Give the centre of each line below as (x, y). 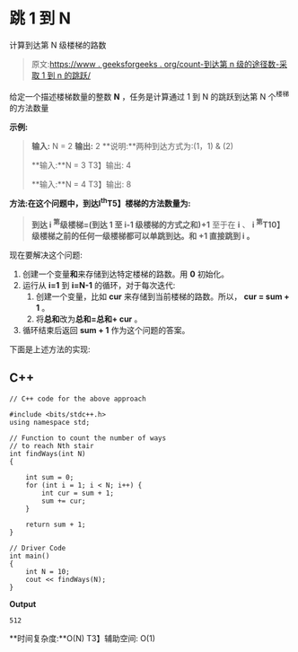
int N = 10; (48, 571)
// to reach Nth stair (52, 445)
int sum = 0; (50, 477)
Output (23, 604)
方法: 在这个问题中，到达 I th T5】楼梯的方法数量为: (100, 203)
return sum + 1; (56, 524)
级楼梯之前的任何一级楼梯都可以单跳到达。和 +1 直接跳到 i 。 (143, 235)
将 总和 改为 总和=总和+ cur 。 (89, 319)
